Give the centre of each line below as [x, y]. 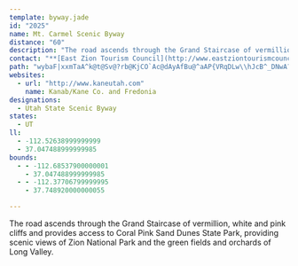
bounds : [24, 157]
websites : [27, 75]
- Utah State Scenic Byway [67, 108]
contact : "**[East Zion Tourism [69, 59]
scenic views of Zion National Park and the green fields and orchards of [141, 242]
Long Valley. [31, 252]
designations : [35, 100]
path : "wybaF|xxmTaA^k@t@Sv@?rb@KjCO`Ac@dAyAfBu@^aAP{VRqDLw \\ [129, 67]
